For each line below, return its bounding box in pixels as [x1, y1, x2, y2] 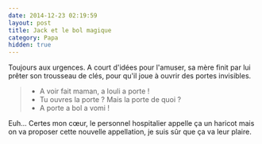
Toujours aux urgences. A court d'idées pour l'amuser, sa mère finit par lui [8, 63, 252, 72]
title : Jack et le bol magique [8, 26, 112, 34]
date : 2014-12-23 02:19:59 [8, 11, 98, 20]
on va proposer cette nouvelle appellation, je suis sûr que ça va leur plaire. [8, 127, 252, 137]
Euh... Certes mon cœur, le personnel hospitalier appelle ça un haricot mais [8, 119, 255, 128]
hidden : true [8, 41, 52, 49]
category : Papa [8, 33, 59, 42]
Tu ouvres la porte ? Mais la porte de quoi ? [39, 95, 181, 104]
